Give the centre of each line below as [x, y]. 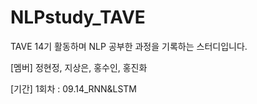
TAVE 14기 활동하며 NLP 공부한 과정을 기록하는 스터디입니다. [129, 46]
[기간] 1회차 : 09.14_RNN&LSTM [74, 88]
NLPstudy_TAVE [78, 17]
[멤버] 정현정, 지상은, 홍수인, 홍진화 [79, 67]
